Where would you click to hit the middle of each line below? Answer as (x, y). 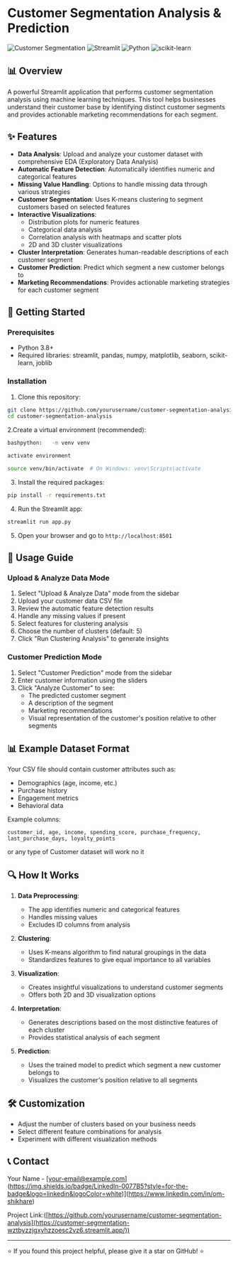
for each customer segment (58, 290)
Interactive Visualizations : (57, 214)
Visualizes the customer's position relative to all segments (113, 1080)
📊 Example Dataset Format (68, 749)
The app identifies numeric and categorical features (104, 910)
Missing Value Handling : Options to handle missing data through (112, 184)
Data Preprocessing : (48, 896)
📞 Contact (28, 1161)
